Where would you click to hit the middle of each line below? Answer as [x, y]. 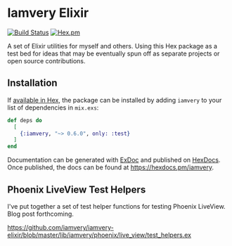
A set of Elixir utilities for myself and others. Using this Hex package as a [112, 46]
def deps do [25, 120]
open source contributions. [46, 60]
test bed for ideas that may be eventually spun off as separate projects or [114, 53]
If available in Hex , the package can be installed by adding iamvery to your [115, 100]
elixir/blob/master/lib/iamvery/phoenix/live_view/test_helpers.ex [99, 235]
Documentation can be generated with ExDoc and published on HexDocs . [114, 160]
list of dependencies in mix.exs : [53, 108]
